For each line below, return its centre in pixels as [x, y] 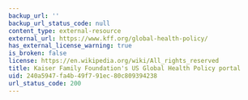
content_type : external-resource [65, 31]
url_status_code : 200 [45, 83]
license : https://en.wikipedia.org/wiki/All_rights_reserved [114, 61]
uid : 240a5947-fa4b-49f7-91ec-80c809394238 [83, 76]
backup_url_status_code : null [60, 23]
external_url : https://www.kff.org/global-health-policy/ [108, 38]
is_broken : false [38, 53]
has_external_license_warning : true [70, 46]
